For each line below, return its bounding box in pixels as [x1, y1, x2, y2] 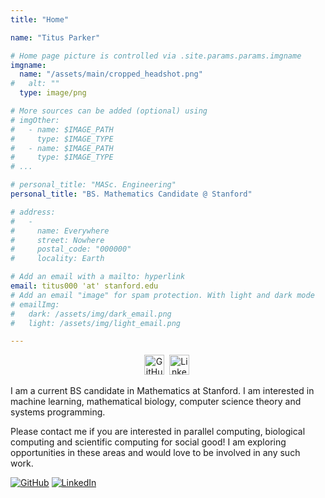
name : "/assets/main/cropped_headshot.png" [19, 69, 203, 80]
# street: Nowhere [10, 235, 105, 245]
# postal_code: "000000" [10, 244, 132, 255]
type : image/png [19, 88, 87, 98]
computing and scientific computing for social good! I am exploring [10, 436, 287, 448]
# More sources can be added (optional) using [10, 106, 208, 116]
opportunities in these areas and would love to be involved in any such [10, 447, 301, 459]
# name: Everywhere [10, 226, 110, 236]
